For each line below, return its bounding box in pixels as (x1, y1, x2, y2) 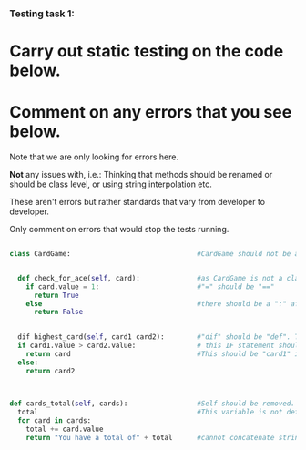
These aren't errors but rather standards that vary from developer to (9, 197, 266, 208)
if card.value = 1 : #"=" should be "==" (25, 281, 275, 291)
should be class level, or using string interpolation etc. (9, 179, 212, 189)
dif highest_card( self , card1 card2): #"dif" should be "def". (17, 332, 291, 342)
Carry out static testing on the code (9, 41, 284, 62)
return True (33, 291, 79, 300)
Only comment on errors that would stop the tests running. (9, 224, 229, 235)
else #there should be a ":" (25, 299, 287, 308)
